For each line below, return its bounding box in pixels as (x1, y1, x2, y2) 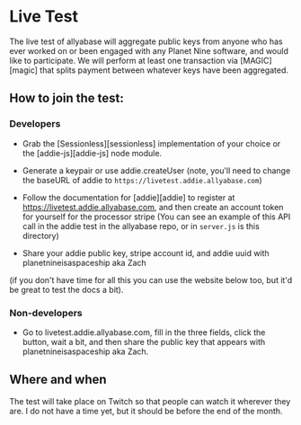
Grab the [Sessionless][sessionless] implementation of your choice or (22, 137, 281, 149)
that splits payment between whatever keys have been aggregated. (40, 65, 289, 75)
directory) (22, 230, 60, 241)
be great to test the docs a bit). (9, 284, 124, 295)
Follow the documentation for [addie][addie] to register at (22, 191, 235, 203)
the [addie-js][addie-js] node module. (22, 147, 163, 158)
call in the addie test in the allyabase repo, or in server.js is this (22, 220, 261, 231)
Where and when (9, 372, 107, 387)
